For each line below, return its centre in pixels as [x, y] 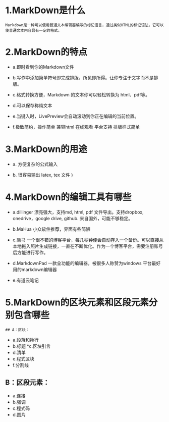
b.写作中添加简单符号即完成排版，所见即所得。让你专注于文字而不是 [83, 77]
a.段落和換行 [25, 340]
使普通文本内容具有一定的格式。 [34, 30]
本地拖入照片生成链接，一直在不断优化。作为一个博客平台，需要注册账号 [88, 246]
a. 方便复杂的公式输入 [35, 164]
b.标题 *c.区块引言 [32, 346]
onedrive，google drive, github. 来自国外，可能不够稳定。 [72, 218]
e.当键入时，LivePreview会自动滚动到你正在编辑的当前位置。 [76, 116]
